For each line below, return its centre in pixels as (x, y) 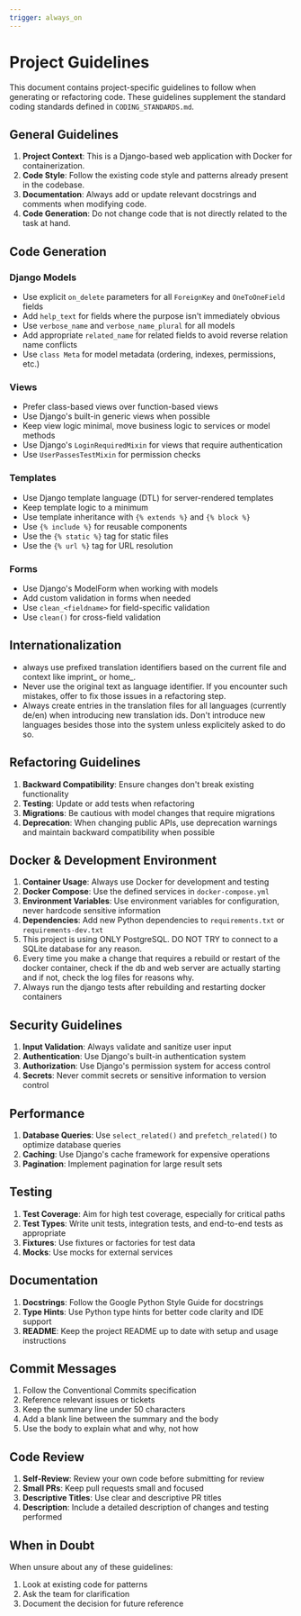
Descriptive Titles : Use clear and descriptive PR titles (122, 1498)
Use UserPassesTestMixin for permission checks (111, 455)
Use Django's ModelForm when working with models (120, 588)
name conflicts (50, 345)
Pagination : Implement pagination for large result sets (122, 1164)
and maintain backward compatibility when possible (119, 832)
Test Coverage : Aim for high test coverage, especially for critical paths (154, 1213)
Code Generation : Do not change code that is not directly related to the (155, 213)
